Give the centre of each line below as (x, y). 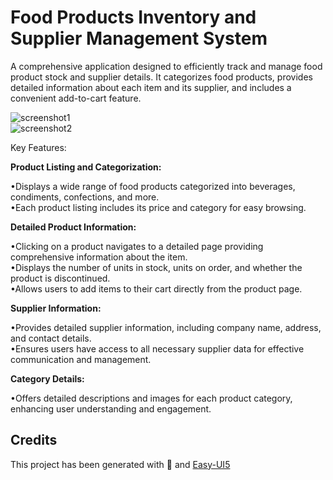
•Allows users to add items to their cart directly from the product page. (156, 288)
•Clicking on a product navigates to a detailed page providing (137, 246)
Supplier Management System (139, 38)
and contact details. (51, 338)
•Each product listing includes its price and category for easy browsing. (158, 207)
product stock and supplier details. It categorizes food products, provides (161, 77)
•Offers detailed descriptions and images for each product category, (151, 398)
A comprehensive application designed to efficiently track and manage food (166, 66)
